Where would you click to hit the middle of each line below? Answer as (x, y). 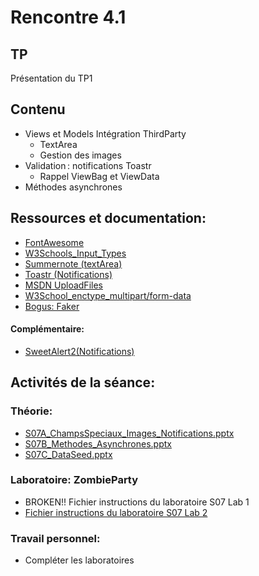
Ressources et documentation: (108, 218)
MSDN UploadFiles (63, 285)
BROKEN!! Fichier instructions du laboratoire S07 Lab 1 (137, 502)
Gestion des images (80, 155)
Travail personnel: (55, 538)
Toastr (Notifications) (68, 274)
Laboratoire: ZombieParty (74, 480)
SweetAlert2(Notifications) (79, 351)
